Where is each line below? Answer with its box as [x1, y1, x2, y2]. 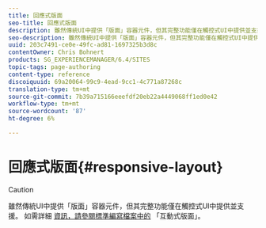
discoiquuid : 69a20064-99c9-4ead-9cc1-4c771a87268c [8, 78, 182, 85]
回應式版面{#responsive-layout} [8, 158, 223, 177]
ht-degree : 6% [8, 115, 55, 123]
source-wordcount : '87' [8, 108, 87, 116]
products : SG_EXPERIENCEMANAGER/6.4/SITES [8, 56, 150, 64]
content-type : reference [8, 70, 90, 78]
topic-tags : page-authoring [8, 63, 101, 71]
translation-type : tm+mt [8, 85, 90, 93]
